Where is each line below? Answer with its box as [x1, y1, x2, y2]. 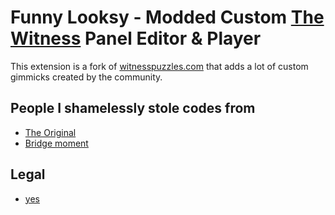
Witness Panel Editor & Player [10, 27, 262, 50]
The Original [24, 126, 77, 138]
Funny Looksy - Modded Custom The [10, 6, 325, 29]
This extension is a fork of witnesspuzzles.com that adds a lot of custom [10, 60, 309, 72]
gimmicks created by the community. [10, 71, 163, 83]
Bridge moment [24, 137, 89, 149]
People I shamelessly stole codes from [10, 100, 256, 117]
